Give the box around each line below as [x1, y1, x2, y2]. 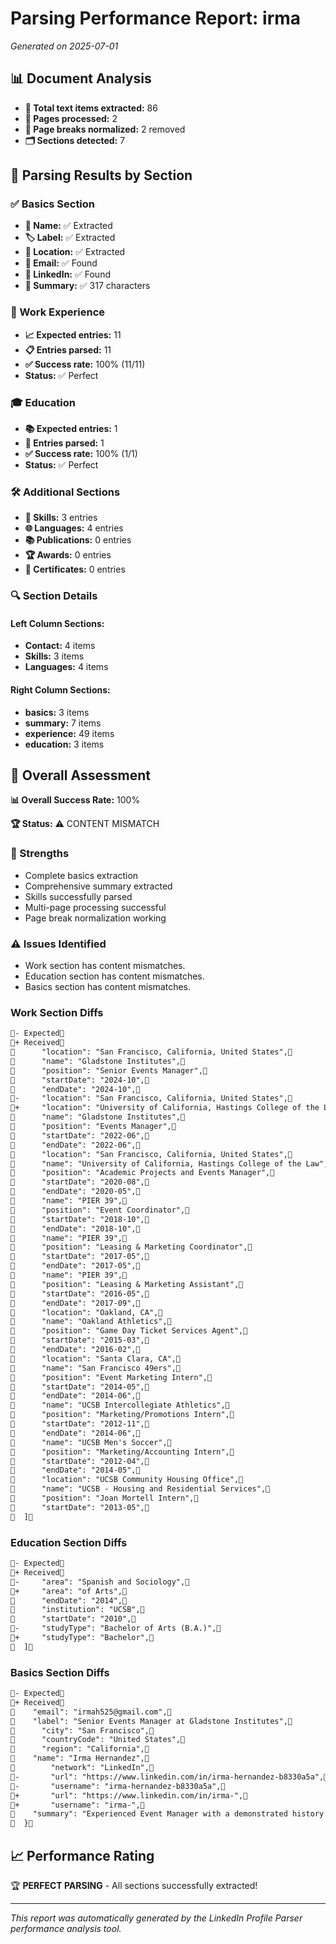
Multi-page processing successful [24, 901, 167, 913]
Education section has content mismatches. [24, 970, 205, 982]
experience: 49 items [24, 727, 115, 739]
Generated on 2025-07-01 [10, 40, 119, 52]
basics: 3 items [24, 706, 90, 718]
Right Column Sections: [10, 684, 111, 696]
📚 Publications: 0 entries [24, 534, 132, 546]
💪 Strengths [10, 847, 70, 861]
